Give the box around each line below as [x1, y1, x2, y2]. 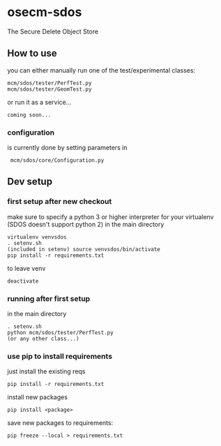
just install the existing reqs [7, 367, 86, 376]
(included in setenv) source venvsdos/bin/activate [7, 246, 160, 253]
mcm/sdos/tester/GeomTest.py [7, 85, 92, 93]
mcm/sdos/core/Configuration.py [10, 157, 105, 164]
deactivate [7, 277, 39, 285]
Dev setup [7, 176, 53, 188]
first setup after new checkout [7, 197, 112, 207]
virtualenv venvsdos [7, 233, 68, 241]
